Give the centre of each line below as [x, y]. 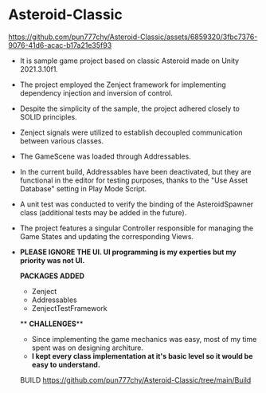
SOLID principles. [48, 116]
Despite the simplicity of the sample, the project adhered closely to [130, 108]
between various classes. [62, 140]
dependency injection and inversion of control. [96, 92]
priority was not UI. [52, 260]
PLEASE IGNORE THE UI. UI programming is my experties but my [128, 252]
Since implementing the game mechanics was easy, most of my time [144, 339]
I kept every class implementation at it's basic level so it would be [142, 356]
